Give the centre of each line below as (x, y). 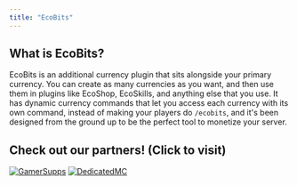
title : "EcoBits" (41, 17)
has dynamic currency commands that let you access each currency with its (149, 103)
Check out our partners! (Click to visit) (118, 150)
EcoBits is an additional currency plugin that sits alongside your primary (140, 75)
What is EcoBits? (57, 54)
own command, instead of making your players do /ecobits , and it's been (144, 113)
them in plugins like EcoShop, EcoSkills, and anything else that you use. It (144, 93)
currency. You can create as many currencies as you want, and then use (141, 84)
